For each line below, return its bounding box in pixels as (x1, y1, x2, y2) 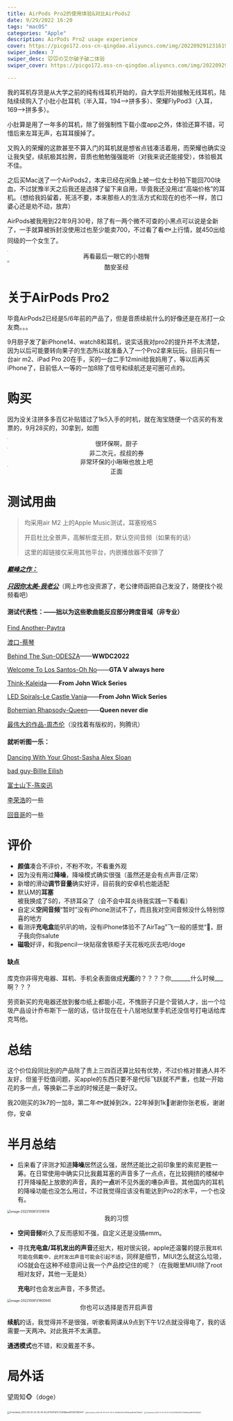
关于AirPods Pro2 (7, 290, 110, 306)
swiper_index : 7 (7, 49, 54, 56)
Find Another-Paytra (7, 624, 66, 632)
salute (41, 931, 60, 940)
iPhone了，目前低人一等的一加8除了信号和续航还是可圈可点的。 (7, 364, 189, 372)
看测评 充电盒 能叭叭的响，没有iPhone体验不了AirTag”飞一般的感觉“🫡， (17, 923, 217, 931)
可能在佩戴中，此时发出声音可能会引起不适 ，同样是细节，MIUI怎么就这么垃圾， (17, 1253, 225, 1261)
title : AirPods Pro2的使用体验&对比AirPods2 (7, 10, 130, 17)
